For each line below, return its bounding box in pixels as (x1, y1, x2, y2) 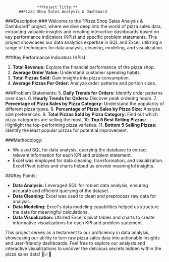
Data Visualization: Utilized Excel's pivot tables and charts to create (12, 214, 155, 220)
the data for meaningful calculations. (12, 209, 89, 215)
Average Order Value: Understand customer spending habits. (12, 69, 141, 75)
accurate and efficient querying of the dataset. (12, 188, 110, 194)
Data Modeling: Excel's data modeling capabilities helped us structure (12, 204, 159, 210)
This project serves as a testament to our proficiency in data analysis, (5, 229, 150, 235)
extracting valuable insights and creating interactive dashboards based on (5, 29, 159, 35)
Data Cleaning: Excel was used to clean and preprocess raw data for (12, 193, 156, 199)
